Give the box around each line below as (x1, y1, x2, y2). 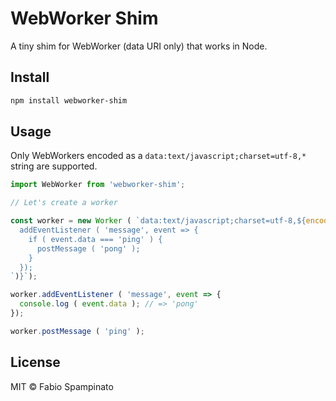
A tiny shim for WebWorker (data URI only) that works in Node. (10, 40, 268, 52)
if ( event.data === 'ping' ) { (28, 234, 163, 244)
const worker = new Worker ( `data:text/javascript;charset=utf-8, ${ (10, 216, 307, 226)
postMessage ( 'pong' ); (36, 243, 141, 254)
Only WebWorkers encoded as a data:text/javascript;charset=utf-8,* (10, 150, 307, 162)
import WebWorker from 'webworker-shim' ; (10, 180, 186, 190)
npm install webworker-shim (10, 95, 128, 106)
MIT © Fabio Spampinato (10, 380, 114, 392)
